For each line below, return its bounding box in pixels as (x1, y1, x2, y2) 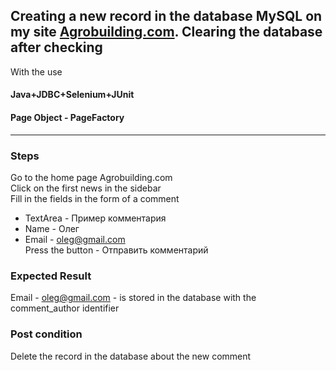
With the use (10, 65, 63, 78)
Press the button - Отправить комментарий (24, 244, 209, 256)
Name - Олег (24, 222, 80, 234)
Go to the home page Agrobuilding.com (10, 171, 173, 183)
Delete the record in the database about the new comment (10, 350, 252, 362)
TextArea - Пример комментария (24, 212, 167, 224)
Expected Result (10, 269, 92, 283)
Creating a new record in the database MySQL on (10, 8, 323, 25)
